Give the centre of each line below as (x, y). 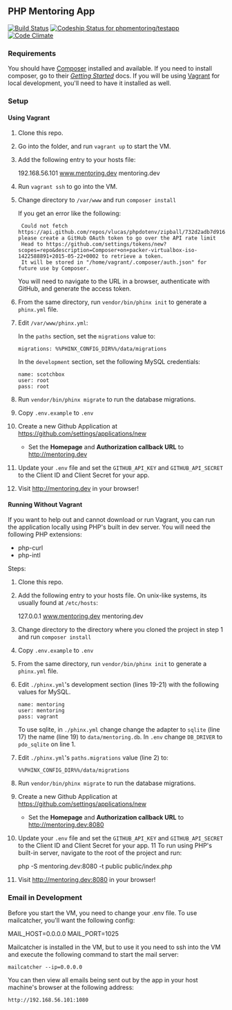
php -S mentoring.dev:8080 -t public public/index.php (95, 866)
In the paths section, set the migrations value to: (87, 336)
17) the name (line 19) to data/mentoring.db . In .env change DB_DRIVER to (120, 737)
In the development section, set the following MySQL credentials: (109, 362)
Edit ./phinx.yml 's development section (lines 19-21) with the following (118, 685)
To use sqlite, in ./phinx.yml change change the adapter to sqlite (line (119, 730)
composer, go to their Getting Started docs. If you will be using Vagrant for (114, 76)
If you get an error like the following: (69, 213)
